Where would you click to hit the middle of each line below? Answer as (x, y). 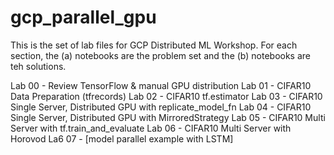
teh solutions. (38, 66)
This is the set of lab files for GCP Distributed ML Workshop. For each (154, 45)
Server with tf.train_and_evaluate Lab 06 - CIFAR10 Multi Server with (151, 128)
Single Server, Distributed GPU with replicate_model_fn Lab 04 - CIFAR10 (161, 107)
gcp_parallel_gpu (83, 17)
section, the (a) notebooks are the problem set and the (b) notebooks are (160, 55)
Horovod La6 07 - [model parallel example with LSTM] (122, 138)
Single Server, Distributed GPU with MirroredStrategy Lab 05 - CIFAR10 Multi (168, 117)
